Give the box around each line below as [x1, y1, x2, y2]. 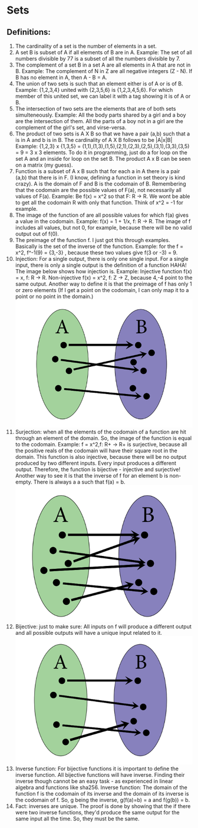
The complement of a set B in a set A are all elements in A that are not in [15, 61, 191, 68]
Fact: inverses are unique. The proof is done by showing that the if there [15, 802, 191, 810]
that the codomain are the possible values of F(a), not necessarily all [15, 187, 181, 193]
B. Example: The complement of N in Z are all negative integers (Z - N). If [15, 68, 193, 74]
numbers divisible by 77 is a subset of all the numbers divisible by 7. [15, 55, 180, 62]
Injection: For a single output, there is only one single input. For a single [15, 256, 189, 262]
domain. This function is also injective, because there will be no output [15, 453, 187, 460]
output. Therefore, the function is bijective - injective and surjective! [15, 466, 180, 473]
